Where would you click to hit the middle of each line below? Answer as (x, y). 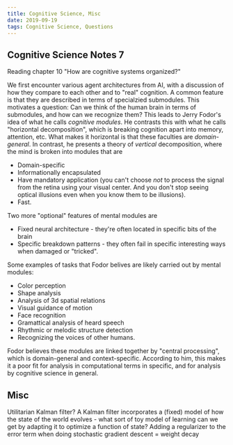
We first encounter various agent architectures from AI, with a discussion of (116, 85)
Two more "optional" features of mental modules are (82, 216)
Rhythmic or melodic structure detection (75, 330)
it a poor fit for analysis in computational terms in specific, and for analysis (114, 366)
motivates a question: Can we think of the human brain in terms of (102, 107)
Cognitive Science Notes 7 (66, 55)
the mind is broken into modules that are (65, 152)
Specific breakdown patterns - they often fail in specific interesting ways (121, 244)
